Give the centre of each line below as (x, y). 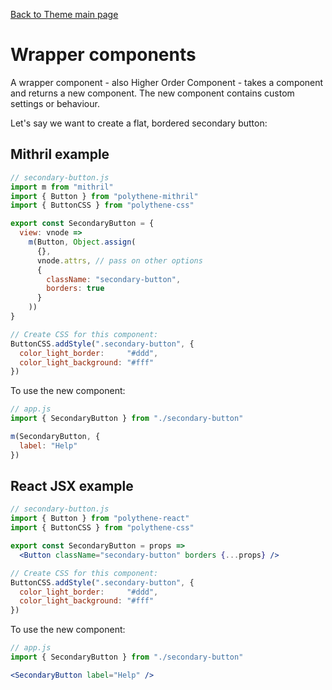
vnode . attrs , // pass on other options (119, 260)
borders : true (75, 289)
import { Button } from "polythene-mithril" (104, 196)
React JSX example (72, 486)
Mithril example (60, 154)
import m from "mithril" (62, 187)
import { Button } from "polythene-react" (100, 519)
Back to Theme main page (64, 14)
